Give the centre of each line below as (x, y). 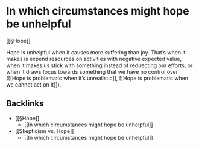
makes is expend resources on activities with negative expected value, (94, 59)
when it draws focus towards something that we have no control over (92, 71)
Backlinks (25, 104)
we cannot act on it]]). (34, 84)
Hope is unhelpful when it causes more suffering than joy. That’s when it (96, 52)
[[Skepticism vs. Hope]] (44, 131)
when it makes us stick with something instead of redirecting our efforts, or (99, 65)
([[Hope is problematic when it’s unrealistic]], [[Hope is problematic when (97, 78)
